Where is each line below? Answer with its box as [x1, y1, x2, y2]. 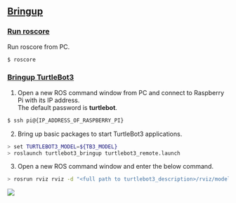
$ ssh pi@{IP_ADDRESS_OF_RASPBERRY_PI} [7, 117, 124, 124]
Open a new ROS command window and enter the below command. [17, 162, 214, 171]
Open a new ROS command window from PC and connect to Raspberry [17, 88, 225, 97]
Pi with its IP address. [17, 96, 80, 104]
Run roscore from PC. [7, 42, 70, 51]
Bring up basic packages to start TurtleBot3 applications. [17, 129, 183, 138]
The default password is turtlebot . [17, 103, 118, 111]
